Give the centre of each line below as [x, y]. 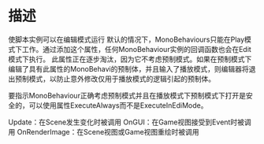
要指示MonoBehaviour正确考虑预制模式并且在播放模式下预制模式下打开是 [127, 95]
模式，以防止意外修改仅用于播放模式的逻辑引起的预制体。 [122, 79]
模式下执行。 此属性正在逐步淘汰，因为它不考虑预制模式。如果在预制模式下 [130, 59]
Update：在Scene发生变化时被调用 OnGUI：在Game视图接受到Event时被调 [130, 122]
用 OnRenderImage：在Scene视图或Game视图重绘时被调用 [104, 131]
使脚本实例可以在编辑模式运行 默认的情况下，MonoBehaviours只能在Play [126, 39]
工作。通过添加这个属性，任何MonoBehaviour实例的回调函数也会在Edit [137, 49]
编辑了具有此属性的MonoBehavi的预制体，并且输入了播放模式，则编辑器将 [129, 68]
